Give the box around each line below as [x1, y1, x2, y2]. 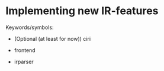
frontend [14, 46, 36, 54]
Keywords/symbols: [5, 24, 54, 31]
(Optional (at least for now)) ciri [14, 35, 91, 42]
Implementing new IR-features [5, 4, 159, 18]
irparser [14, 58, 34, 65]
